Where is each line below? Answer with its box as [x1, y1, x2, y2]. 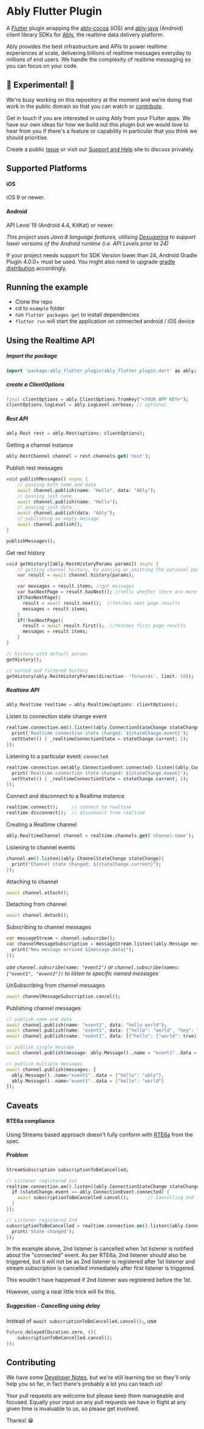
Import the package [6, 352, 58, 360]
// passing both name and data [17, 482, 97, 488]
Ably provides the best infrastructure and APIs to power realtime [6, 43, 168, 50]
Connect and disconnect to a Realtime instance [6, 793, 124, 800]
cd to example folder [15, 305, 65, 312]
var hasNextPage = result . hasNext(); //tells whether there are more [17, 589, 197, 595]
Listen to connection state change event [6, 713, 107, 720]
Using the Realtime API [6, 335, 95, 346]
